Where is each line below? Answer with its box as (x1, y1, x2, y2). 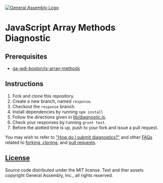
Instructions (5, 80, 43, 88)
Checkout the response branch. (12, 103, 76, 109)
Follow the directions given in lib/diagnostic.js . (12, 114, 107, 120)
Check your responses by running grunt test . (12, 119, 106, 125)
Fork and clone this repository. (12, 93, 75, 99)
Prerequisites (5, 52, 47, 61)
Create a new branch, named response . (12, 98, 92, 104)
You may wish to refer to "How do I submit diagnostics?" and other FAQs (5, 134, 153, 140)
